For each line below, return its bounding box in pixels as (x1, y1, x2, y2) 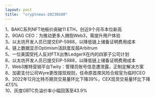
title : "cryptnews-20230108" (5, 12, 68, 17)
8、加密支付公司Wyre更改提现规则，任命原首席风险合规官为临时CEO (5, 70, 146, 76)
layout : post (5, 7, 32, 12)
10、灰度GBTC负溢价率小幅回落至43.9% (5, 88, 87, 94)
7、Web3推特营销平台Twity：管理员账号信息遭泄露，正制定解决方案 (5, 63, 144, 70)
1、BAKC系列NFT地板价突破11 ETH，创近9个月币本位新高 (5, 26, 122, 32)
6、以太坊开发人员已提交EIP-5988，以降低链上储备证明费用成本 (5, 57, 136, 63)
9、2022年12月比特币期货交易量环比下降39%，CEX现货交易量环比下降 (5, 76, 151, 82)
